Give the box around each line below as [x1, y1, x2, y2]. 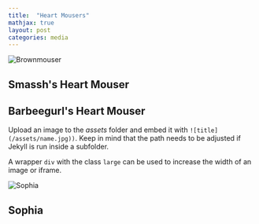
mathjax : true [8, 19, 55, 27]
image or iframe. [8, 166, 61, 175]
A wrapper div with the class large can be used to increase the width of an [8, 157, 252, 167]
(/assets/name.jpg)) [8, 135, 76, 143]
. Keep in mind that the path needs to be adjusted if [75, 134, 242, 143]
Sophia [8, 204, 43, 217]
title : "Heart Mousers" [8, 11, 90, 20]
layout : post [8, 26, 51, 34]
